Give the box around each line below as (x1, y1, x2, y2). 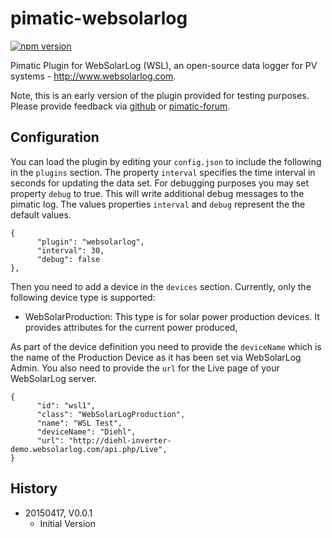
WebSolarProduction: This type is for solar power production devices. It (24, 310, 320, 322)
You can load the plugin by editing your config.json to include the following (10, 155, 322, 167)
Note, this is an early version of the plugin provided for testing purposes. (10, 89, 310, 101)
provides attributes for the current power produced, (24, 321, 238, 333)
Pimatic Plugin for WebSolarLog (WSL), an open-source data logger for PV (10, 59, 318, 71)
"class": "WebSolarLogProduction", (36, 409, 186, 419)
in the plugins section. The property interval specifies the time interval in (10, 166, 316, 178)
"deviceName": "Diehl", (36, 427, 137, 437)
